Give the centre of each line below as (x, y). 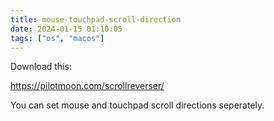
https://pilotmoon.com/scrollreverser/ (87, 86)
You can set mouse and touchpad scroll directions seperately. (137, 105)
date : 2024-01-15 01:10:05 (66, 29)
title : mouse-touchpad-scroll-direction (96, 19)
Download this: (41, 67)
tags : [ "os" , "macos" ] (57, 38)
